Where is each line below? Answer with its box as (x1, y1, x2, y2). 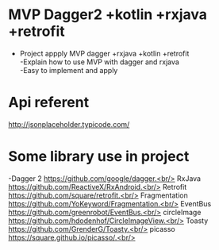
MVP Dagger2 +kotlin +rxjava (8, 6, 208, 24)
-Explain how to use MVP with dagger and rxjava (19, 57, 180, 67)
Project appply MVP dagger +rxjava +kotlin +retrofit (19, 48, 190, 58)
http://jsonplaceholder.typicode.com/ (8, 119, 130, 129)
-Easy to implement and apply (19, 65, 118, 75)
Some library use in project (8, 148, 190, 166)
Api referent (8, 94, 90, 112)
